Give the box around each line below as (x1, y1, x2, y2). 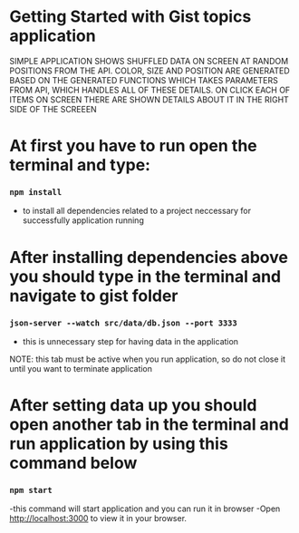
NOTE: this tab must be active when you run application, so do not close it (9, 354, 286, 364)
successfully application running (22, 215, 145, 226)
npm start (9, 485, 53, 496)
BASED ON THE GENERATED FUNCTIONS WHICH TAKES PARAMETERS (9, 74, 278, 85)
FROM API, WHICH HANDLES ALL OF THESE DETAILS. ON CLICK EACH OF (9, 84, 291, 95)
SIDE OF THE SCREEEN (9, 103, 97, 114)
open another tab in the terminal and (9, 414, 290, 435)
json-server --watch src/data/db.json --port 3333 (9, 317, 237, 328)
